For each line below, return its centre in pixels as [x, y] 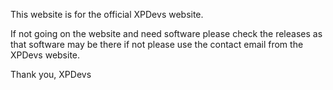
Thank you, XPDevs [51, 74]
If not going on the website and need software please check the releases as [166, 33]
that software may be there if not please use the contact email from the [157, 44]
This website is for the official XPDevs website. [107, 14]
